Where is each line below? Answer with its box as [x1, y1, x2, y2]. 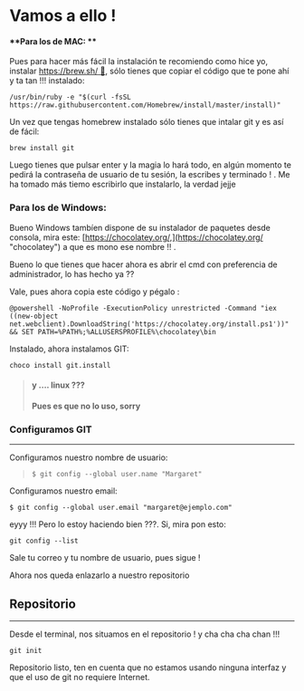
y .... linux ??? [31, 379, 86, 390]
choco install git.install [9, 360, 111, 369]
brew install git [9, 144, 75, 153]
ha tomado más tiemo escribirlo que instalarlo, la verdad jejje [9, 178, 237, 190]
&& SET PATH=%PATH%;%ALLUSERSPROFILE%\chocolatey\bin [9, 327, 217, 336]
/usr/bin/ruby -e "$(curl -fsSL [9, 92, 131, 102]
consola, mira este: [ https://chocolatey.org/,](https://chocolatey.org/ [9, 232, 264, 243]
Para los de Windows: [9, 201, 107, 214]
